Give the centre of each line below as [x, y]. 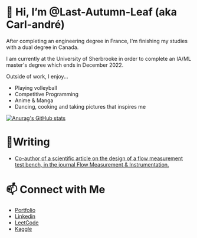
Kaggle [23, 229]
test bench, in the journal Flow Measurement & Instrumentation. [92, 164]
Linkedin [25, 216]
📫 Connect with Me [56, 190]
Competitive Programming [46, 94]
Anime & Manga [34, 100]
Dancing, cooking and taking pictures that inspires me [80, 106]
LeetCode [27, 222]
